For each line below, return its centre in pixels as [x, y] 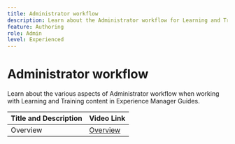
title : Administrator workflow [53, 14]
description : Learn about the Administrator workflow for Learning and [114, 20]
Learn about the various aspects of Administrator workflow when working [113, 94]
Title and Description [47, 118]
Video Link [107, 118]
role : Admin [24, 33]
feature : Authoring [36, 27]
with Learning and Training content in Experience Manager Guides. [104, 101]
